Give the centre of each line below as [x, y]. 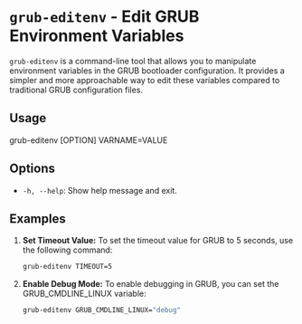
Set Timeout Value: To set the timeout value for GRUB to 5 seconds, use [158, 241]
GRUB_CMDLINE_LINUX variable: [84, 294]
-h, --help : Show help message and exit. [100, 190]
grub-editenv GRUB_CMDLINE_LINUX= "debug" [102, 310]
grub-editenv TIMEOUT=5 [67, 267]
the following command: [67, 250]
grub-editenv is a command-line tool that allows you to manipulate [133, 61]
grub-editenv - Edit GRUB [104, 17]
